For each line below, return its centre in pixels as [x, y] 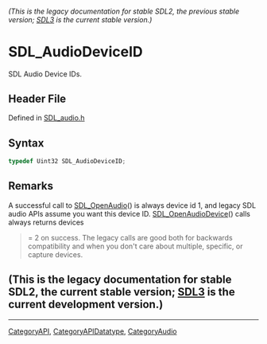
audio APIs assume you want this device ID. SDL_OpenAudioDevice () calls [129, 213]
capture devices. [55, 254]
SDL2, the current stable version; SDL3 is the [122, 292]
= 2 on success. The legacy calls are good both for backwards [130, 237]
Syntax [26, 143]
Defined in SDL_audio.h [46, 118]
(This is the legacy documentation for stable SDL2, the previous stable [124, 11]
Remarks [31, 186]
